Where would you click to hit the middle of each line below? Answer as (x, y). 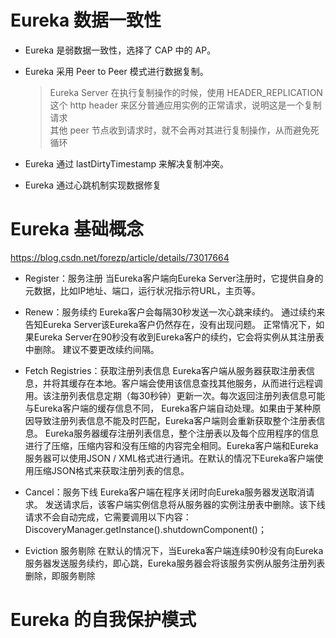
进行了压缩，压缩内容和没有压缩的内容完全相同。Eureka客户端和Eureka (171, 445)
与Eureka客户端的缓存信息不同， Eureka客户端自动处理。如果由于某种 (168, 408)
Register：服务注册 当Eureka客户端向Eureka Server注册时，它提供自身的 (174, 278)
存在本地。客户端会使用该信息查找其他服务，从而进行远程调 (200, 383)
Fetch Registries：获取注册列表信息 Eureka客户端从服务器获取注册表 (165, 370)
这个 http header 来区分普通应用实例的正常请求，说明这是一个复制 (185, 105)
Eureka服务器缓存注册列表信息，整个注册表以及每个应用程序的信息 (182, 433)
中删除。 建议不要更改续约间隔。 (92, 349)
